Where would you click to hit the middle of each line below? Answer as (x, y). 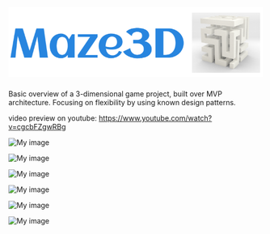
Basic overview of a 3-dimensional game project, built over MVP (115, 94)
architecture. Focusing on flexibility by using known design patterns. (122, 103)
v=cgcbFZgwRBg (37, 127)
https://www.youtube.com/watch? (155, 118)
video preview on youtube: (53, 118)
